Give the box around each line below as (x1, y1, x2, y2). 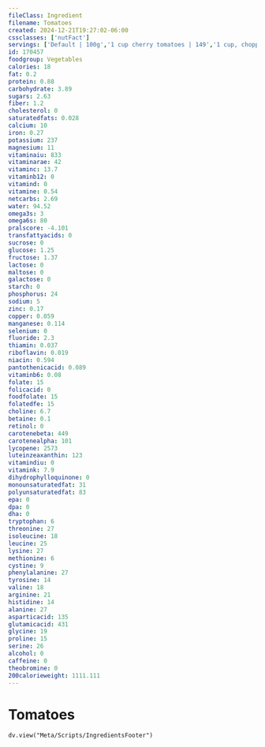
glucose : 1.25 (8, 246, 55, 254)
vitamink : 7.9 (8, 466, 55, 474)
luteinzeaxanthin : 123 (8, 451, 83, 460)
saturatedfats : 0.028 (8, 114, 80, 122)
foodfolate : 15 (8, 393, 58, 401)
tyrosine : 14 (8, 577, 51, 585)
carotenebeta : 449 (8, 429, 69, 438)
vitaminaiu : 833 (8, 151, 62, 159)
